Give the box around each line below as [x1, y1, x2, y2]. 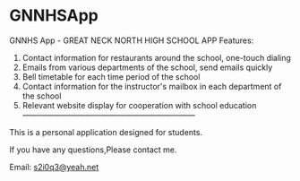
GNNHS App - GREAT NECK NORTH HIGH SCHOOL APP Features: [9, 35, 254, 46]
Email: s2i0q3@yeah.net [9, 161, 99, 172]
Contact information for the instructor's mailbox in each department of [21, 81, 282, 91]
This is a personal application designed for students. [9, 126, 203, 137]
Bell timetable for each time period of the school [21, 71, 201, 82]
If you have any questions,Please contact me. [9, 144, 177, 155]
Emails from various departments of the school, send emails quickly [21, 62, 273, 73]
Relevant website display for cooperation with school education [21, 99, 257, 110]
